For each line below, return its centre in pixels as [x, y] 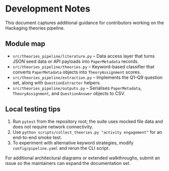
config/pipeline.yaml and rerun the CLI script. [61, 148]
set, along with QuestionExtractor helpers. [57, 82]
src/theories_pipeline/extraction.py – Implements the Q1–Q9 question [88, 77]
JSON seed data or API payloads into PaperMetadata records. [76, 61]
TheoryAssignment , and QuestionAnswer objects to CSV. [69, 93]
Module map [25, 44]
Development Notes [48, 9]
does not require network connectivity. [53, 127]
